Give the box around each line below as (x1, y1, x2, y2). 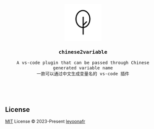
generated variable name (53, 65, 113, 71)
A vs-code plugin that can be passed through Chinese (16, 60, 150, 65)
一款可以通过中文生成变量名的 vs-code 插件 (37, 71, 129, 77)
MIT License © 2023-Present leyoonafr (5, 119, 85, 125)
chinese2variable (58, 49, 108, 55)
